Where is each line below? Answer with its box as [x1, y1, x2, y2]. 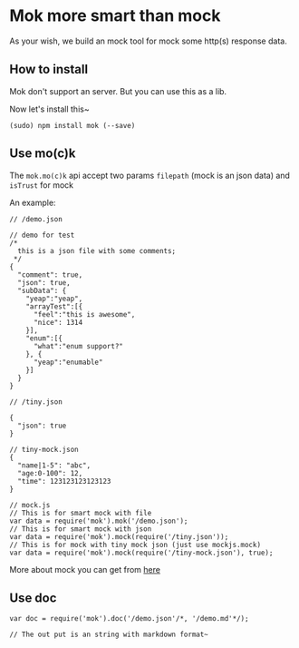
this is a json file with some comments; [17, 246, 177, 255]
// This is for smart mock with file [9, 508, 152, 517]
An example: [9, 197, 56, 208]
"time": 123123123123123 [17, 476, 111, 486]
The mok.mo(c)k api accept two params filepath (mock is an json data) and [9, 170, 290, 181]
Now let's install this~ [9, 103, 90, 114]
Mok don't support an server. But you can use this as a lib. [9, 85, 227, 96]
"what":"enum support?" [33, 341, 124, 350]
